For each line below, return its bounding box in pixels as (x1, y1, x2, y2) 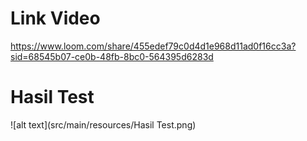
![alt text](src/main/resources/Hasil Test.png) (10, 118, 197, 131)
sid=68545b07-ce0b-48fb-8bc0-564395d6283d (10, 50, 214, 62)
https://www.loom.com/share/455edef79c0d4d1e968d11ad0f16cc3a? (10, 40, 297, 52)
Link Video (10, 7, 101, 30)
